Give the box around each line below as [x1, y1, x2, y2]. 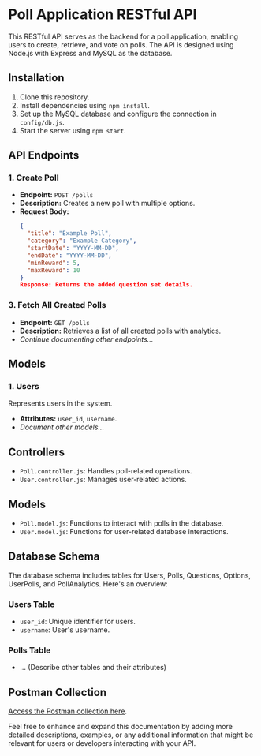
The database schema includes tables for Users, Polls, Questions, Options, [8, 571, 251, 580]
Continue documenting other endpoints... [19, 334, 154, 344]
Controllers [8, 445, 65, 458]
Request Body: [19, 207, 69, 216]
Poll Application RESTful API [8, 6, 197, 24]
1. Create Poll [8, 172, 59, 183]
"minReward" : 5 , [27, 259, 80, 267]
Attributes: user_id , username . [19, 414, 117, 424]
